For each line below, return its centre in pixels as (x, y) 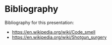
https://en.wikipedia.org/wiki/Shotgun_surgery (59, 37)
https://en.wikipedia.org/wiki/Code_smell (54, 32)
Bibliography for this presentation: (39, 22)
